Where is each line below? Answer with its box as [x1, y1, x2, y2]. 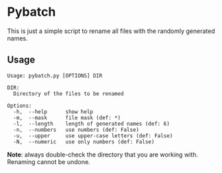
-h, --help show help [13, 108, 94, 115]
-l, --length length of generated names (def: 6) [13, 120, 170, 127]
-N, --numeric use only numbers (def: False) [13, 138, 155, 145]
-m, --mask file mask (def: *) [13, 114, 121, 121]
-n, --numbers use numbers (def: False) [13, 126, 139, 133]
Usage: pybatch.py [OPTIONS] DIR [7, 72, 103, 79]
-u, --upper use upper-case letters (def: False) [13, 132, 173, 139]
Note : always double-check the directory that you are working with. [7, 150, 199, 159]
